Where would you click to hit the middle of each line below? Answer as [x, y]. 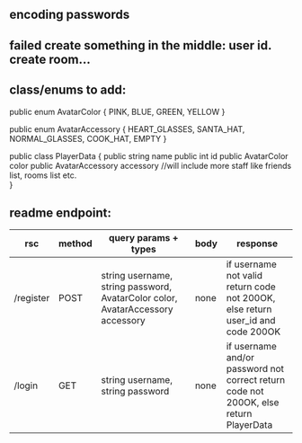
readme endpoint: [61, 213]
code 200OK [253, 332]
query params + [144, 238]
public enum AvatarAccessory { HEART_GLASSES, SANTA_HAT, [127, 128]
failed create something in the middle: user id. [141, 45]
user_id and [251, 321]
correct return [256, 380]
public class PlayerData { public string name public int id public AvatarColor [149, 155]
